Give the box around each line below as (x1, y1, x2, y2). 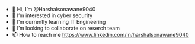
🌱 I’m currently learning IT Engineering (11, 18, 106, 25)
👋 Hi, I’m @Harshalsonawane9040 (11, 6, 96, 12)
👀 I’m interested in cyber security (11, 12, 93, 19)
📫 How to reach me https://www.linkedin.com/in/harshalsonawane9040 (11, 32, 189, 38)
